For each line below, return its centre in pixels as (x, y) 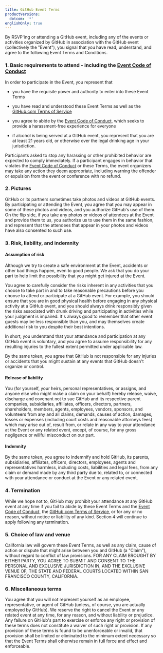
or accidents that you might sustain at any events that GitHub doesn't (74, 361)
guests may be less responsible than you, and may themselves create (75, 321)
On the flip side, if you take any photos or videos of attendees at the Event (80, 215)
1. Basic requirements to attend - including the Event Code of (78, 65)
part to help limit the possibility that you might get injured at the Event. (75, 276)
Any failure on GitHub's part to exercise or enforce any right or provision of (80, 620)
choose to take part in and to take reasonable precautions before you (74, 290)
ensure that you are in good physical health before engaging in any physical (81, 301)
